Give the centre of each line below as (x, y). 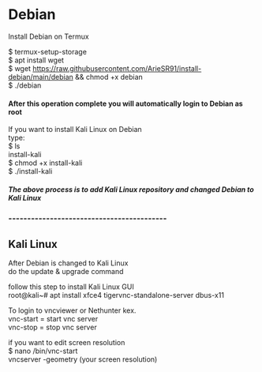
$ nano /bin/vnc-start (43, 351)
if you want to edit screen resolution (67, 342)
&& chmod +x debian (109, 77)
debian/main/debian (41, 77)
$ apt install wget (36, 60)
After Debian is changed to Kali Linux (68, 263)
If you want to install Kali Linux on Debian (75, 130)
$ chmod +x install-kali (45, 163)
